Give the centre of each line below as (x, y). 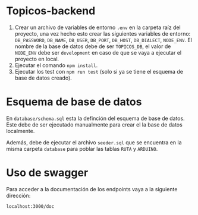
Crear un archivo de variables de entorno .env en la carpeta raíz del (98, 27)
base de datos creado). (43, 78)
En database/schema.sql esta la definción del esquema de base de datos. (96, 118)
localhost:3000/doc (30, 206)
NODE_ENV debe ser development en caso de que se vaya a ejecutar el (98, 52)
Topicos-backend (51, 11)
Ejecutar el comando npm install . (56, 65)
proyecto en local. (37, 59)
